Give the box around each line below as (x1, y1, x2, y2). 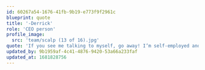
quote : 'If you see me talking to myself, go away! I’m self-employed (6, 43, 190, 49)
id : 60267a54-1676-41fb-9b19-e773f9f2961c (6, 9, 116, 15)
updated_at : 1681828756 (6, 54, 67, 60)
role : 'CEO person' (6, 26, 56, 32)
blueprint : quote (6, 15, 51, 21)
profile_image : (6, 32, 45, 38)
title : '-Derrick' (6, 20, 53, 26)
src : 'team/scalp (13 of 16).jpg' (12, 37, 99, 43)
